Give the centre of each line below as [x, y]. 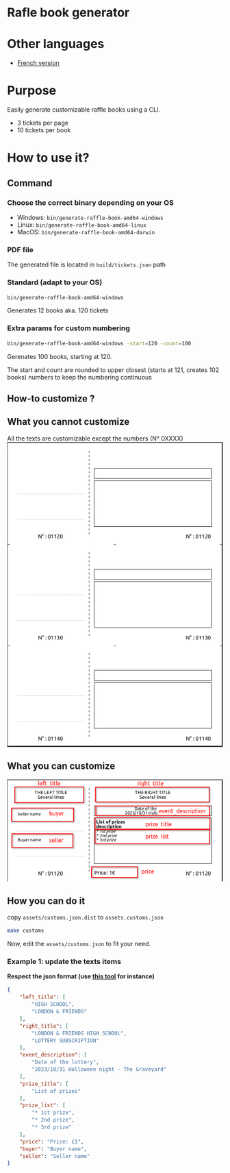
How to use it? [48, 158]
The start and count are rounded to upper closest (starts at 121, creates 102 [113, 370]
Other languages [56, 44]
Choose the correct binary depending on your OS [91, 202]
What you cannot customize [68, 422]
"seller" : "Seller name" [55, 1156]
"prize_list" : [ [43, 1106]
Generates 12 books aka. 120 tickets [58, 310]
